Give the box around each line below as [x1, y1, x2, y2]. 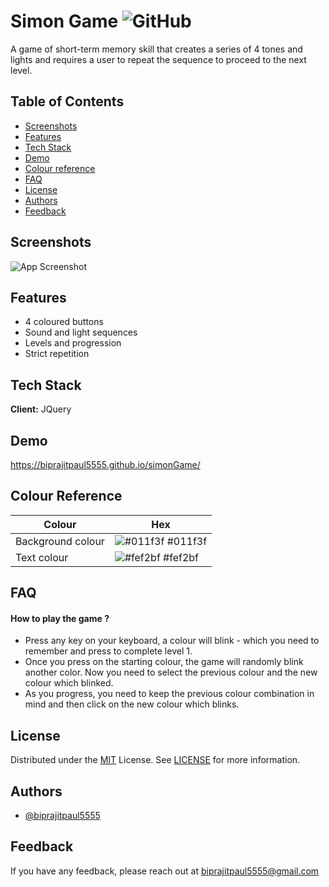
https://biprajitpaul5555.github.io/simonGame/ [10, 459, 201, 470]
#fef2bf [163, 550, 200, 564]
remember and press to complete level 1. [24, 645, 193, 657]
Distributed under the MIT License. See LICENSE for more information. [10, 754, 301, 766]
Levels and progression [24, 337, 122, 349]
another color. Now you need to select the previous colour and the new [24, 666, 318, 679]
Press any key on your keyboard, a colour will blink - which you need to [24, 635, 320, 647]
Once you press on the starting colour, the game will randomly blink [24, 656, 304, 668]
